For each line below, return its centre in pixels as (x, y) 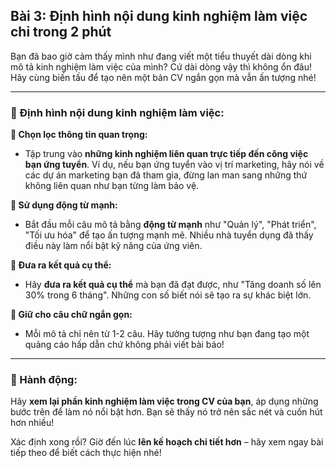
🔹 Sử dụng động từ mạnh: (64, 205)
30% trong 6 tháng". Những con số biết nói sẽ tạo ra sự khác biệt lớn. (168, 295)
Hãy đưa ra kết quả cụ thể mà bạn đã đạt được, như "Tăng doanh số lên (173, 285)
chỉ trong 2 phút (61, 32)
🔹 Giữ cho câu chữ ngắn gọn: (71, 315)
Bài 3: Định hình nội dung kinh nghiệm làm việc (159, 16)
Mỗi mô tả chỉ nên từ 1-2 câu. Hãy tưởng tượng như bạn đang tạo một (167, 334)
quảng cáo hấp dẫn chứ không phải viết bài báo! (124, 345)
